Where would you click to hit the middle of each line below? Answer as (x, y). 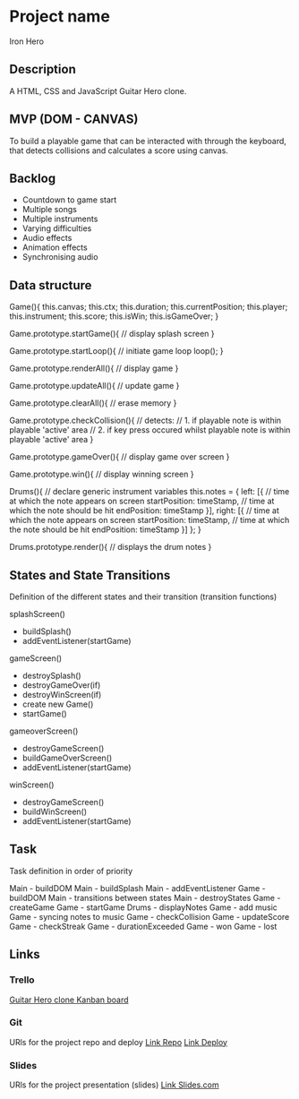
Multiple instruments (60, 219)
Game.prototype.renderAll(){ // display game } (94, 368)
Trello (22, 980)
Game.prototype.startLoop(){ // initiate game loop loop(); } (116, 351)
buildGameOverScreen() (67, 758)
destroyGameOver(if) (61, 685)
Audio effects (47, 238)
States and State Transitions (90, 575)
